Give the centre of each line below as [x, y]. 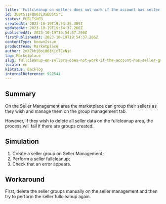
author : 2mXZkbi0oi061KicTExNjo [38, 51]
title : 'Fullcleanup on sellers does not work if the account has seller [83, 10]
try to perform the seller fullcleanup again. [48, 197]
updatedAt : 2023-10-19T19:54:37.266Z [44, 28]
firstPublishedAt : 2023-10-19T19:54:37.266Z [52, 38]
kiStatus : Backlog [24, 70]
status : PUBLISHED [24, 19]
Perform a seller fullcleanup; [41, 159]
